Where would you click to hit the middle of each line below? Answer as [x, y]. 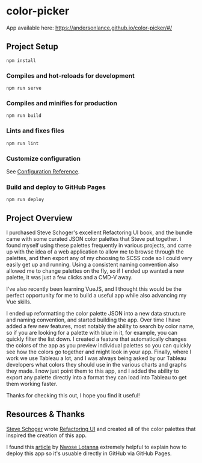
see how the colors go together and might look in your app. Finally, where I [99, 352]
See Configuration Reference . [43, 171]
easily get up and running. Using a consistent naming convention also [92, 265]
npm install [21, 61]
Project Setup [32, 47]
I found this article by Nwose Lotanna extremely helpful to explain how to [97, 447]
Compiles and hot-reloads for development [71, 75]
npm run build [24, 116]
